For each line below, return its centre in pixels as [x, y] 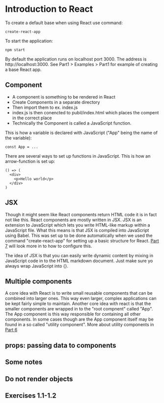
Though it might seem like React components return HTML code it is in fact [81, 214]
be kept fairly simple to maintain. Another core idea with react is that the [78, 303]
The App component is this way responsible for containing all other [73, 314]
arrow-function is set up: [30, 161]
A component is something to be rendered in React [64, 97]
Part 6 [11, 330]
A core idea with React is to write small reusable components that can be [79, 293]
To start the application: [29, 41]
